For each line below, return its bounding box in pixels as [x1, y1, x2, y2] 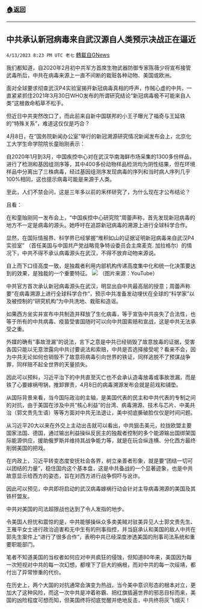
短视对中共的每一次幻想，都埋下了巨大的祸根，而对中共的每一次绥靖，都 [16, 561, 196, 569]
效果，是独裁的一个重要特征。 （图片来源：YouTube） [16, 270, 158, 277]
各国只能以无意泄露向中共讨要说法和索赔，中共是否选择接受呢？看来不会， [6, 346, 191, 353]
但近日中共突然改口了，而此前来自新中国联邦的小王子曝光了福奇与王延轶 [6, 113, 185, 120]
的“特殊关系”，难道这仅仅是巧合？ [6, 120, 90, 127]
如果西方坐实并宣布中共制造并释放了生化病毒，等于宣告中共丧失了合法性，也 [6, 310, 196, 317]
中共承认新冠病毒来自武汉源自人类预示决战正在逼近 [6, 34, 196, 45]
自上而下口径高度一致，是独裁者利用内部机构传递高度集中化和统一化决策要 [6, 262, 191, 269]
